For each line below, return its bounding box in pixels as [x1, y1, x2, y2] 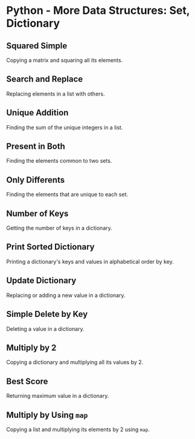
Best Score [6, 376, 48, 386]
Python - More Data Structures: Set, [6, 4, 190, 18]
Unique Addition [6, 108, 69, 118]
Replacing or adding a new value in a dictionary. [6, 291, 126, 299]
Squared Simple [6, 41, 68, 51]
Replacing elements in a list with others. [6, 90, 105, 97]
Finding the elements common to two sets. [6, 157, 112, 164]
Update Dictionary [6, 276, 77, 286]
